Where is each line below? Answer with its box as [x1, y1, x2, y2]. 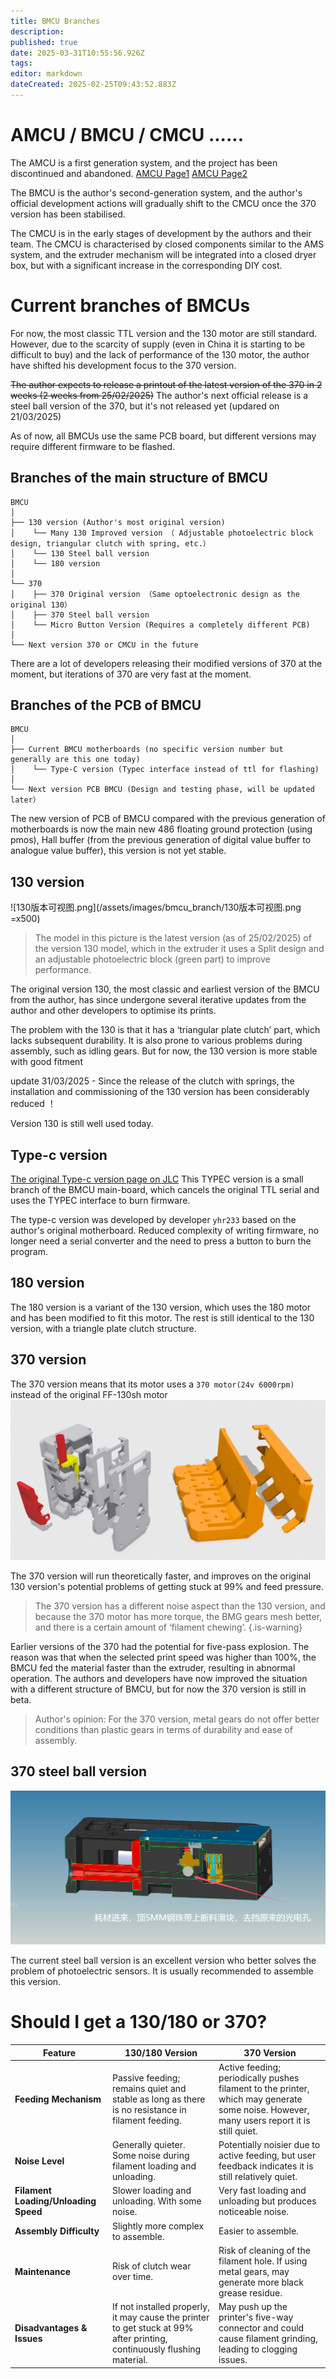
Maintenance [14, 2265, 72, 2277]
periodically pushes [218, 2071, 300, 2084]
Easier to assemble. [218, 2225, 299, 2237]
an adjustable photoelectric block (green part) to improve [34, 953, 271, 965]
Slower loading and [112, 2185, 192, 2197]
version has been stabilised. [10, 208, 126, 220]
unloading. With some [112, 2195, 202, 2207]
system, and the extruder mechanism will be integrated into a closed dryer [10, 248, 317, 260]
